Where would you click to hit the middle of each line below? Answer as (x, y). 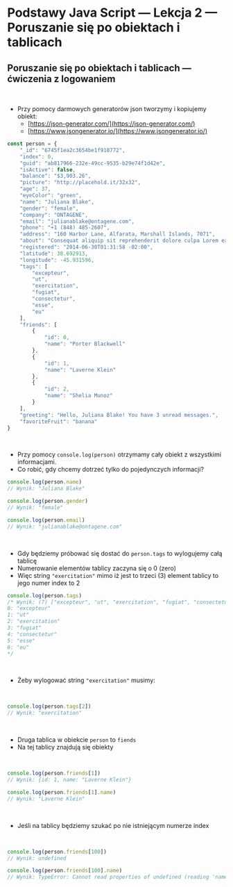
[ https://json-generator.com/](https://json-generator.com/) (111, 124)
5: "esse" (21, 640)
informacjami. (37, 462)
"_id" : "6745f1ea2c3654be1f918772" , (73, 150)
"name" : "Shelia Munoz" (78, 396)
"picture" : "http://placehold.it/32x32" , (80, 183)
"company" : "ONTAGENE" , (54, 215)
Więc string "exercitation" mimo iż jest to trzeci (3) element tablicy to (118, 575)
